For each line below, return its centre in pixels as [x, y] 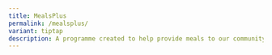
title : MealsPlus [38, 16]
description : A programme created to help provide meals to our [119, 38]
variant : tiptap [36, 31]
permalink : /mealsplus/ [49, 23]
